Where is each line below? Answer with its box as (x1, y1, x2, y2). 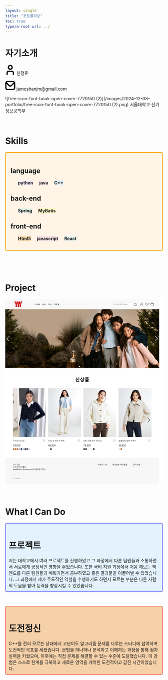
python (17, 179, 33, 185)
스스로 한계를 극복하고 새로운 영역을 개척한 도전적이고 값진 (17, 659, 131, 665)
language (10, 166, 41, 175)
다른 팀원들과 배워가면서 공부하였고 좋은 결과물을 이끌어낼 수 (21, 570, 139, 576)
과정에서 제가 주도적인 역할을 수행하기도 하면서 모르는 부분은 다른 (20, 576, 147, 582)
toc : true (5, 19, 26, 24)
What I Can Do (5, 506, 66, 517)
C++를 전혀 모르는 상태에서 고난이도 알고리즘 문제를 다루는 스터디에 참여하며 (8, 640, 158, 646)
